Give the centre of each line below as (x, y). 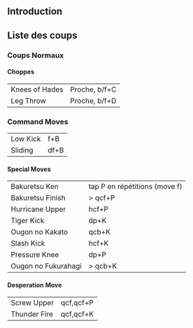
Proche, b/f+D (93, 101)
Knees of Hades (37, 89)
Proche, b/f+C (93, 89)
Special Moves (29, 169)
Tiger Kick (28, 221)
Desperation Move (35, 285)
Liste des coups (43, 35)
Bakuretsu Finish (38, 198)
